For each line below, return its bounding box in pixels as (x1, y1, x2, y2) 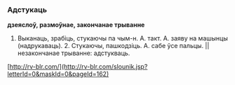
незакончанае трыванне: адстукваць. (17, 49, 130, 57)
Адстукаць (7, 5, 48, 15)
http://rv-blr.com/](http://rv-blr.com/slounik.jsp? (9, 63, 148, 71)
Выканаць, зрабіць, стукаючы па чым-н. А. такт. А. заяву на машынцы (17, 34, 228, 42)
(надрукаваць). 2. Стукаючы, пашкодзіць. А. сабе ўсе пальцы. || (17, 42, 210, 50)
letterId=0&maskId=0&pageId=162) (7, 70, 109, 78)
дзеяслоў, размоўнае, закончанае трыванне (7, 21, 145, 29)
